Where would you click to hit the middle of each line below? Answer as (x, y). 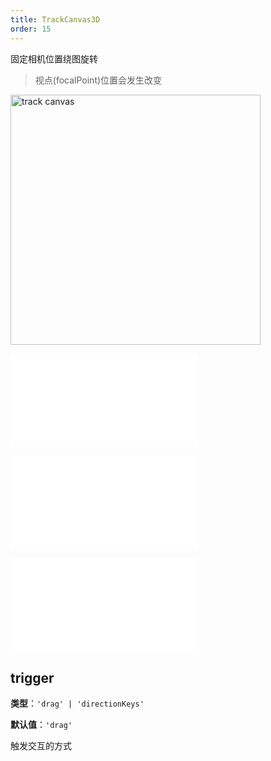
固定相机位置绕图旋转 (54, 58)
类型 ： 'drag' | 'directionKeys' (77, 703)
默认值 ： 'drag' (41, 725)
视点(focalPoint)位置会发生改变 (98, 80)
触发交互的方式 (41, 746)
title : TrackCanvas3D (55, 19)
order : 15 (31, 29)
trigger (32, 677)
